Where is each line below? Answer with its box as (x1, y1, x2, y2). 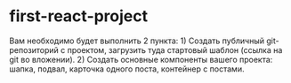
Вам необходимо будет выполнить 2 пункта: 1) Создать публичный (9, 35, 265, 46)
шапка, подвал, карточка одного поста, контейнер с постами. (9, 64, 245, 74)
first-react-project (9, 6, 149, 26)
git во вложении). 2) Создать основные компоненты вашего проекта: (9, 54, 273, 64)
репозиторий (9, 44, 60, 55)
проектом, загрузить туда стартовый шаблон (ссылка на (67, 44, 283, 55)
